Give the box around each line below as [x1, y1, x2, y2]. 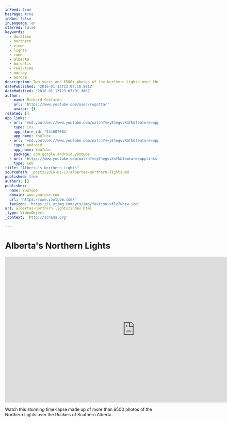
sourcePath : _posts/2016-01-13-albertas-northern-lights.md [5, 170, 130, 175]
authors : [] [5, 179, 29, 184]
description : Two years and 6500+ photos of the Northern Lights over [5, 79, 151, 84]
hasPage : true [5, 12, 34, 17]
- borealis [9, 61, 32, 66]
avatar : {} [14, 106, 36, 112]
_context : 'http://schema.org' [5, 215, 68, 220]
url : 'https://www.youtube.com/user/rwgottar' [14, 102, 110, 107]
